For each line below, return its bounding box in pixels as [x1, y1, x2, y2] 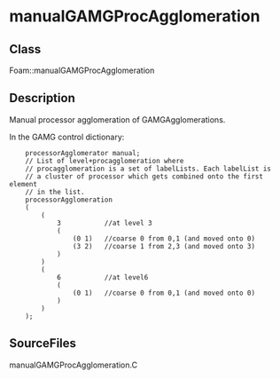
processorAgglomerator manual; [25, 148, 141, 157]
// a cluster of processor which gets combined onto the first [25, 171, 264, 181]
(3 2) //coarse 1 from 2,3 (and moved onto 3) [72, 241, 255, 250]
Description [9, 91, 75, 106]
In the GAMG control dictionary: [9, 131, 125, 142]
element [9, 179, 38, 188]
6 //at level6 [56, 272, 149, 281]
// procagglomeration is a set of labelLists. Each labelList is [25, 164, 272, 173]
